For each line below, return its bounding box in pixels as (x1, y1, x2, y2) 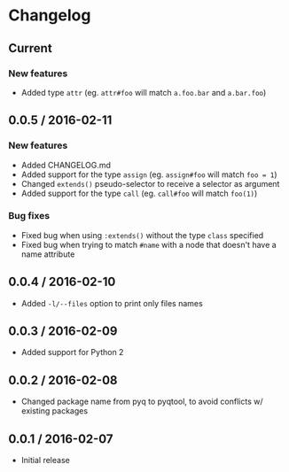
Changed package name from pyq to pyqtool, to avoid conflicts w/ (20, 396, 263, 407)
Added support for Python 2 (20, 347, 124, 358)
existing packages (20, 406, 89, 416)
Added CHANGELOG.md (20, 159, 112, 170)
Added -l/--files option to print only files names (20, 298, 203, 308)
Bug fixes (8, 210, 51, 222)
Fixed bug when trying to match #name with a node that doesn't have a (20, 239, 277, 250)
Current (8, 41, 52, 56)
